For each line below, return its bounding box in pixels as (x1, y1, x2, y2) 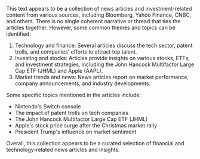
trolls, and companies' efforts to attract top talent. (14, 48, 137, 55)
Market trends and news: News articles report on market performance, (14, 74, 189, 80)
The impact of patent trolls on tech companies (14, 110, 129, 116)
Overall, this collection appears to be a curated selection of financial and (6, 140, 184, 146)
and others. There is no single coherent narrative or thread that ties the (6, 18, 181, 24)
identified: (6, 30, 31, 38)
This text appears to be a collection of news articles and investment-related (6, 5, 192, 12)
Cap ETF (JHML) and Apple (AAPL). (14, 67, 103, 74)
